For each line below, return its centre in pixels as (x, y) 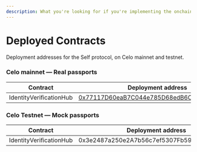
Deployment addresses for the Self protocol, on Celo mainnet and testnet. (95, 57)
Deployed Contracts (56, 40)
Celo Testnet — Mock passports (53, 115)
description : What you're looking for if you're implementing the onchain (99, 11)
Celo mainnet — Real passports (52, 72)
